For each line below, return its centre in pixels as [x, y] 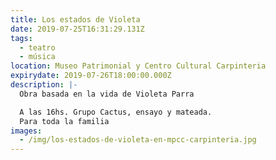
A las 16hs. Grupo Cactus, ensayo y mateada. [116, 112]
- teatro [37, 47]
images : [26, 131]
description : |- [44, 85]
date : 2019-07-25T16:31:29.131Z [77, 29]
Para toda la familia [64, 121]
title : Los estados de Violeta [75, 19]
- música [37, 57]
